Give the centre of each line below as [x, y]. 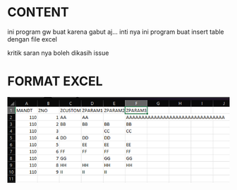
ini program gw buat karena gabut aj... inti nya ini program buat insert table [116, 32]
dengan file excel [32, 39]
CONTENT [38, 12]
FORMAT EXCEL [55, 81]
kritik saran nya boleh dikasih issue [58, 53]
